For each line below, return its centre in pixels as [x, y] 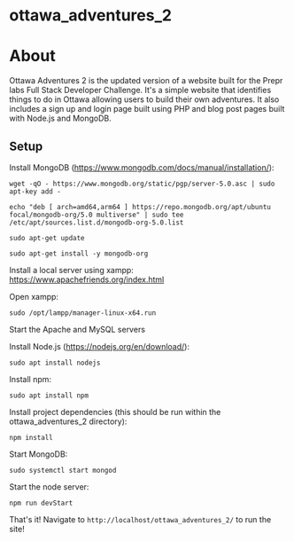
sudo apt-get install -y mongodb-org [79, 254]
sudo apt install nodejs [55, 363]
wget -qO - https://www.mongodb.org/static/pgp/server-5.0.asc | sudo [142, 184]
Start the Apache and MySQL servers [77, 329]
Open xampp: [34, 296]
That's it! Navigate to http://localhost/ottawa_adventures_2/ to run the [140, 519]
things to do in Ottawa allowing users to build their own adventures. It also [144, 99]
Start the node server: [49, 486]
